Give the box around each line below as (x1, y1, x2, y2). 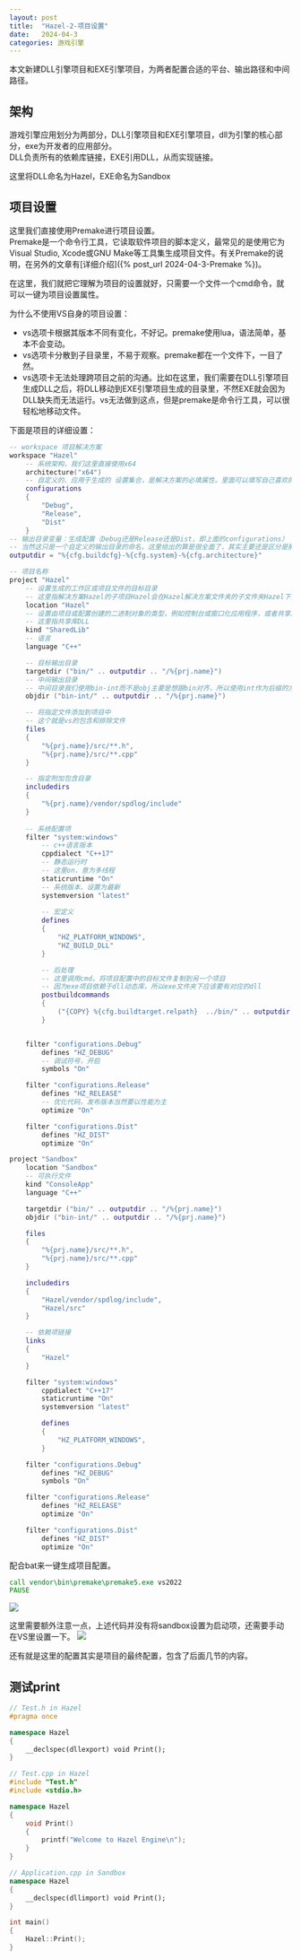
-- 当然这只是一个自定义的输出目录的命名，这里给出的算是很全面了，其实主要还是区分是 (9, 543, 288, 552)
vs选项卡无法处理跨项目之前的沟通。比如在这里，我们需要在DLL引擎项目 (21, 371, 289, 382)
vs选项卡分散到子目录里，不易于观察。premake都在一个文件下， (21, 349, 260, 360)
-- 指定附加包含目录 (25, 774, 91, 783)
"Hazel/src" (41, 1303, 87, 1312)
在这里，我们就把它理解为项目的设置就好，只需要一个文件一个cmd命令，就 (9, 277, 285, 288)
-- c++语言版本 (41, 841, 92, 850)
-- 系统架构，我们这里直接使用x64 (25, 459, 137, 468)
